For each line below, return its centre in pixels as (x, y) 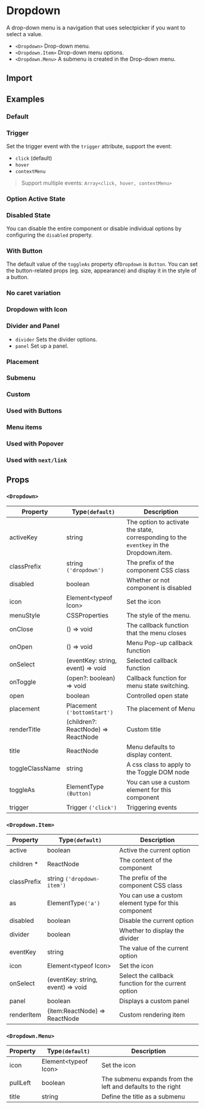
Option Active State (36, 198)
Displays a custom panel (154, 1001)
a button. (18, 277)
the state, (140, 529)
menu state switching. (158, 685)
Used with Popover (35, 444)
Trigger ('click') (92, 807)
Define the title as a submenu (143, 1097)
